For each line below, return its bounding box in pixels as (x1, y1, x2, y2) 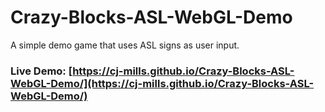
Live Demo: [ (10, 64, 73, 78)
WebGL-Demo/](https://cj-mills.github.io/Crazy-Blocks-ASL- (10, 76, 315, 90)
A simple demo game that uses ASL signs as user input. (10, 39, 240, 51)
